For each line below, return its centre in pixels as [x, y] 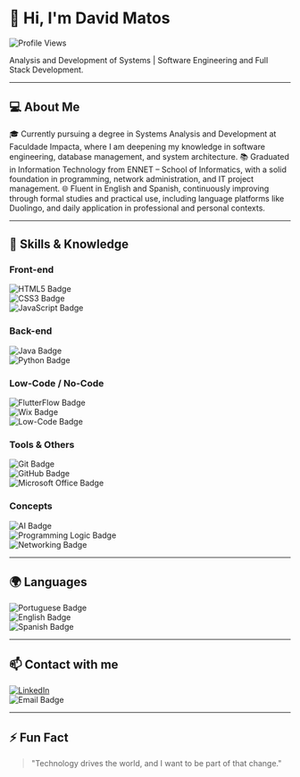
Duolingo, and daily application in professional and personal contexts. [137, 208]
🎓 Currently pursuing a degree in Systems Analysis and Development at [143, 134]
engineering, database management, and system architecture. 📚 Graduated [150, 156]
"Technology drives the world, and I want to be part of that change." [156, 764]
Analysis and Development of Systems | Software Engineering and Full [139, 60]
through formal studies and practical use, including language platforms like [147, 198]
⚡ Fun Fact [39, 737]
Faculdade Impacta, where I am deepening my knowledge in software [137, 146]
